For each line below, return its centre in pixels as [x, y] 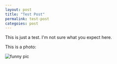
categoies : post [22, 23]
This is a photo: [21, 47]
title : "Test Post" [25, 14]
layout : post [18, 10]
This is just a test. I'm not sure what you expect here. [58, 37]
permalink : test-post [27, 19]
